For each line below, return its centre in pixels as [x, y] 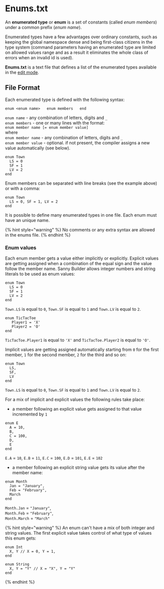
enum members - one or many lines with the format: [55, 123]
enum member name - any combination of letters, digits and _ [64, 137]
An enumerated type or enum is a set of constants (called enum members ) [81, 22]
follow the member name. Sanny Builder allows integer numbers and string [80, 269]
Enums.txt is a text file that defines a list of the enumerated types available [81, 67]
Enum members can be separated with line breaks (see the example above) [81, 183]
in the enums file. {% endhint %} [38, 235]
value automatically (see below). [38, 148]
